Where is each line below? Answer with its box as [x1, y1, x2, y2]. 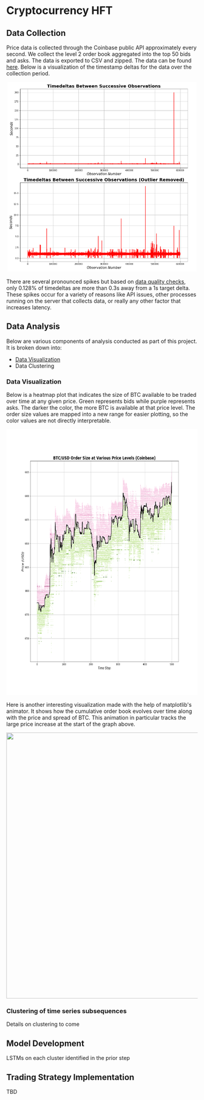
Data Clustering [15, 362, 55, 370]
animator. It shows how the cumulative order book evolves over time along [6, 707, 192, 715]
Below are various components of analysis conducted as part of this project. [6, 337, 197, 345]
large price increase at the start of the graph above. [6, 721, 135, 728]
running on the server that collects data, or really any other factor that [6, 297, 181, 304]
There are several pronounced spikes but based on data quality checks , [6, 278, 186, 285]
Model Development [6, 1038, 85, 1048]
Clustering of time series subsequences [6, 1007, 127, 1016]
